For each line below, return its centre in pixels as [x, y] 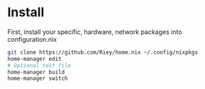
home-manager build [36, 72]
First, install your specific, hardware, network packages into [95, 32]
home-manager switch [38, 78]
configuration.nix [32, 39]
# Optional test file [39, 65]
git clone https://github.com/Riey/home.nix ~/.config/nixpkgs [103, 52]
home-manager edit [34, 59]
